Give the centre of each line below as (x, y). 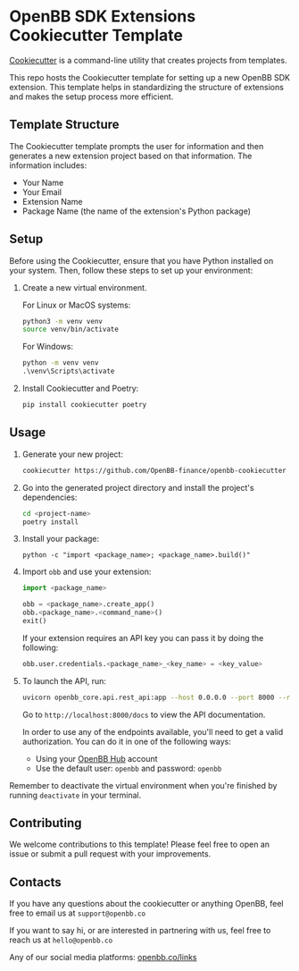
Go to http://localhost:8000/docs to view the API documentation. (144, 714)
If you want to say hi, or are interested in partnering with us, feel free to (140, 931)
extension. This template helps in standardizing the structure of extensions (146, 87)
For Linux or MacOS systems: (76, 305)
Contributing (46, 823)
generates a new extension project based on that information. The (131, 156)
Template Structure (64, 125)
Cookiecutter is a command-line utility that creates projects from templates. (148, 60)
